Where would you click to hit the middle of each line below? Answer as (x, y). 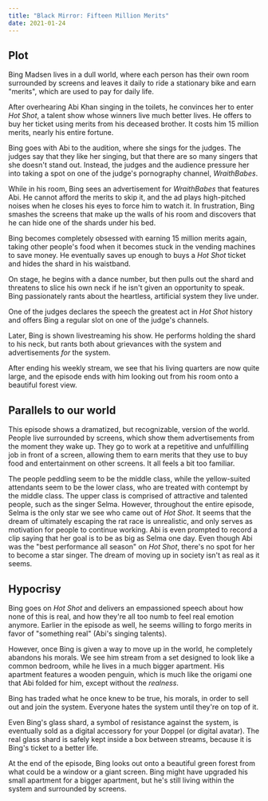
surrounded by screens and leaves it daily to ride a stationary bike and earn (132, 83)
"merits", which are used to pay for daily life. (81, 92)
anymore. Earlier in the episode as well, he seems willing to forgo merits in (130, 625)
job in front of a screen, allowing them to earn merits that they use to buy (128, 455)
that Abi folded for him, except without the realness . (94, 683)
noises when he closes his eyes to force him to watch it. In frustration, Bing (132, 206)
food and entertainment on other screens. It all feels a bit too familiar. (122, 463)
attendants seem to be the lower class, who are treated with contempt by (128, 487)
